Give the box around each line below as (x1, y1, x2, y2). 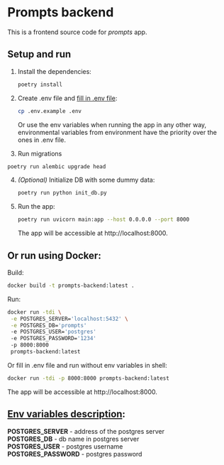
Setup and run (7, 48, 72, 60)
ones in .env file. (17, 136, 66, 144)
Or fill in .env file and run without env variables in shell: (7, 361, 168, 369)
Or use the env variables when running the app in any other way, (17, 120, 207, 128)
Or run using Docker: (7, 249, 101, 261)
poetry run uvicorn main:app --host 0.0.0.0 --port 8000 (17, 216, 190, 224)
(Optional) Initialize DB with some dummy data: (17, 175, 155, 185)
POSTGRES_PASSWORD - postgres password (7, 449, 142, 458)
